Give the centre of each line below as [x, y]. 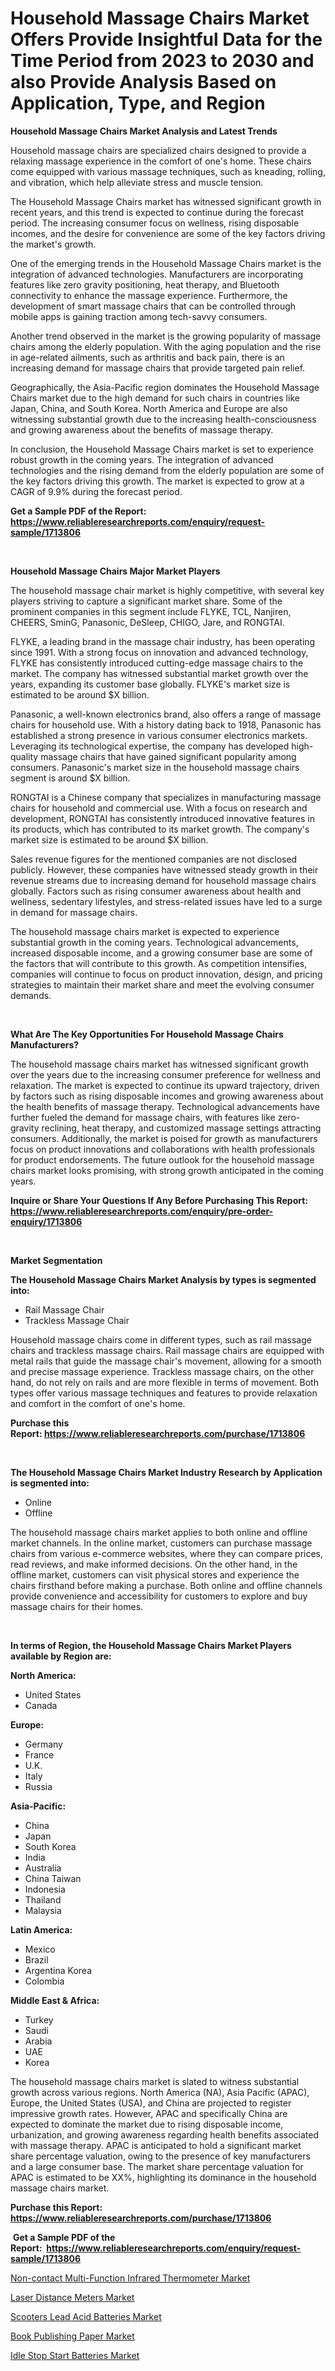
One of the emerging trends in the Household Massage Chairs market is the [166, 263]
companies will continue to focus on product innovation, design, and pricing [166, 974]
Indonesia [45, 1889]
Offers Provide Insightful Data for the [166, 39]
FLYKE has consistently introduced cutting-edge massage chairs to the [157, 663]
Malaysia [43, 1910]
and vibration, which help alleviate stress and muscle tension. [137, 182]
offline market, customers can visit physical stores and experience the [155, 1574]
